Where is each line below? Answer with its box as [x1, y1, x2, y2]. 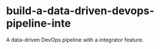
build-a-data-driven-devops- [6, 4, 155, 18]
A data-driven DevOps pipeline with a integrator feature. [6, 36, 144, 43]
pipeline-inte [6, 17, 71, 30]
